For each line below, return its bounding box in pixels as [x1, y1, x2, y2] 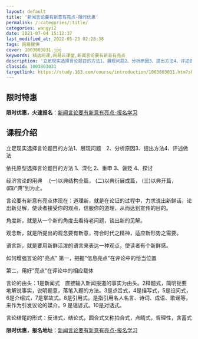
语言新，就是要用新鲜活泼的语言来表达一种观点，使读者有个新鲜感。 [6, 242, 171, 249]
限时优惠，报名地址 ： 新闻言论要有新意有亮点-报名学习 [6, 327, 138, 334]
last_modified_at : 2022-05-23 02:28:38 [6, 36, 104, 42]
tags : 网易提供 [6, 42, 40, 48]
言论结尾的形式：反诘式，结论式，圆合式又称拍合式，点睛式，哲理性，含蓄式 [6, 314, 192, 321]
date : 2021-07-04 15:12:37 [6, 31, 72, 37]
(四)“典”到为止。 [6, 184, 46, 192]
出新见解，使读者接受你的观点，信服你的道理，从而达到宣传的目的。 [6, 204, 171, 211]
